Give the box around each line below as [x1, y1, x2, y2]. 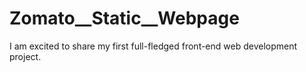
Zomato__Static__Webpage [9, 7, 240, 30]
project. [9, 50, 42, 62]
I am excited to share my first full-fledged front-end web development [9, 40, 298, 52]
